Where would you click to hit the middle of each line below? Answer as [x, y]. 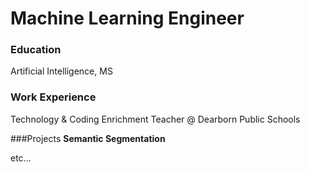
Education [36, 50]
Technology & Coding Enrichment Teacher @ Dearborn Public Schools [155, 119]
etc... [21, 158]
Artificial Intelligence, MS [61, 71]
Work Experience [53, 97]
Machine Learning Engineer [127, 18]
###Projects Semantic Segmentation [88, 138]
